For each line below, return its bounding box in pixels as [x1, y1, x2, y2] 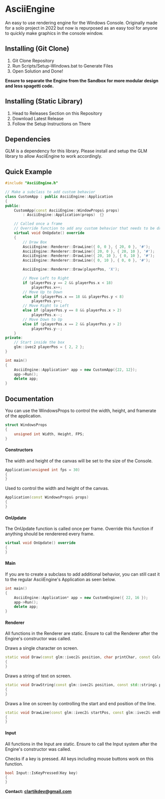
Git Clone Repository [12, 58, 55, 64]
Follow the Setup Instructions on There [12, 121, 91, 127]
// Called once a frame [14, 221, 63, 226]
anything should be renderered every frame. [5, 531, 95, 537]
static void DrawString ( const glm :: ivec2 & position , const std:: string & [5, 683, 157, 688]
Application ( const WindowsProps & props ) [5, 495, 89, 500]
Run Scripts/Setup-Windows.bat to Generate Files [12, 63, 113, 69]
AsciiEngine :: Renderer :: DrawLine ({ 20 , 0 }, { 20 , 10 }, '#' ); [23, 249, 155, 254]
